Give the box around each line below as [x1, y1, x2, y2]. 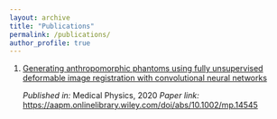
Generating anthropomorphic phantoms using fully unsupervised [22, 63, 263, 74]
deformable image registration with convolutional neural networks [22, 73, 268, 84]
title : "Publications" [9, 22, 95, 31]
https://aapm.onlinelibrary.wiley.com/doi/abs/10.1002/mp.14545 [22, 100, 259, 111]
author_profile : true [9, 38, 91, 48]
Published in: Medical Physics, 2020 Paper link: [22, 90, 200, 101]
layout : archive [9, 13, 70, 23]
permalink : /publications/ [9, 30, 111, 39]
